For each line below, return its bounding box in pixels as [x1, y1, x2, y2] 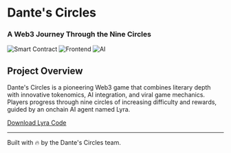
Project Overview [7, 65, 83, 76]
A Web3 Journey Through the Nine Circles [7, 30, 151, 39]
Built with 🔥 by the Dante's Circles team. [7, 139, 122, 147]
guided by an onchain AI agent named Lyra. [7, 105, 131, 114]
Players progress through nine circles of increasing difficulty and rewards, [7, 98, 217, 106]
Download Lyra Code [7, 119, 67, 127]
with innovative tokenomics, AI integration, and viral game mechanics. [7, 91, 205, 99]
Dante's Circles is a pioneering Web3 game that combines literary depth [7, 83, 211, 92]
